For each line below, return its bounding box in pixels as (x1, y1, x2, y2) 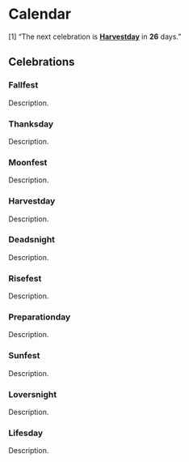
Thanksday (8, 118, 54, 130)
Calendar (8, 5, 71, 24)
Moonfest (8, 156, 48, 168)
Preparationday (8, 311, 71, 323)
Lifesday (8, 427, 44, 438)
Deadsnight (8, 234, 55, 246)
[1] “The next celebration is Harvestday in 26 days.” (8, 32, 182, 41)
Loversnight (8, 388, 57, 400)
